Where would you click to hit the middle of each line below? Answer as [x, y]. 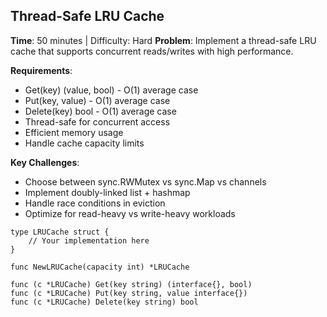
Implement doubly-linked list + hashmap [107, 192]
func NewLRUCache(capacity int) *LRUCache [100, 267]
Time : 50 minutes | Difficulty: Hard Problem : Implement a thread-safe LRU [163, 40]
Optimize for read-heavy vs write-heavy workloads [130, 213]
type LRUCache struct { [60, 232]
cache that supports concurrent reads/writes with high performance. [152, 51]
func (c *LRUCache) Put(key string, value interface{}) [129, 293]
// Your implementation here [89, 240]
